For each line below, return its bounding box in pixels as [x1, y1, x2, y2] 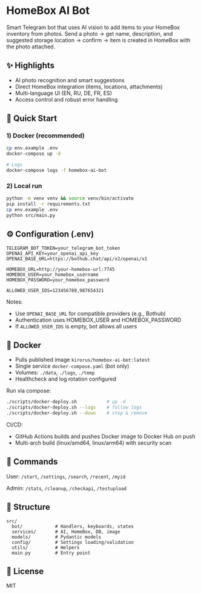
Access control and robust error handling [15, 96, 118, 103]
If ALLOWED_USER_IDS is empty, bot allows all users [15, 322, 137, 330]
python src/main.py [6, 212, 56, 218]
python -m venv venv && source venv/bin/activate [6, 195, 134, 201]
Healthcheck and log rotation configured [15, 376, 117, 383]
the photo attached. [6, 43, 56, 50]
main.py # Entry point [12, 550, 91, 556]
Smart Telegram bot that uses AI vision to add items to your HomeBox [6, 24, 180, 31]
